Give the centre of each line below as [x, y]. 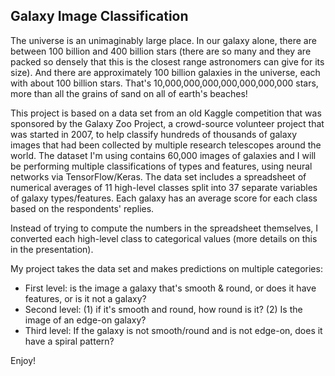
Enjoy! [23, 360]
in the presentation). [52, 249]
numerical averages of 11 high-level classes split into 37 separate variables [164, 187]
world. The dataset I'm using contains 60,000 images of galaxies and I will [163, 155]
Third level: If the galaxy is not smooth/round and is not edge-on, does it [173, 330]
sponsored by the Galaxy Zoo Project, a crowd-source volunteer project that [167, 123]
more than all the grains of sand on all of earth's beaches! [129, 93]
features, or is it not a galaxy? [85, 298]
